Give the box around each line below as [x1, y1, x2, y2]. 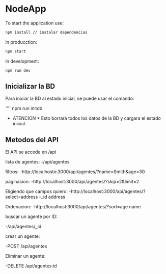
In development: [5, 58, 39, 64]
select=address [5, 194, 38, 200]
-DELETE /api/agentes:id [5, 263, 57, 269]
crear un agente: [5, 233, 40, 239]
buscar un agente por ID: [5, 213, 58, 220]
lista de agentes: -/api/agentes [5, 159, 70, 165]
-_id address [39, 194, 66, 200]
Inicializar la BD [5, 82, 55, 91]
